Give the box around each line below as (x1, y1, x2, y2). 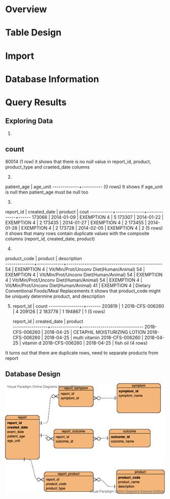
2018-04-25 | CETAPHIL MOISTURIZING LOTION (44, 329, 146, 335)
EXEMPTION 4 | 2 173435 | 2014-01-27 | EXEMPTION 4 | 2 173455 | (5, 220, 147, 226)
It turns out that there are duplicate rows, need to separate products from (5, 350, 158, 356)
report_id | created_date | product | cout (5, 208, 89, 214)
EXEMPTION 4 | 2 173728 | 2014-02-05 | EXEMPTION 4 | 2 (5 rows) (21, 225, 163, 231)
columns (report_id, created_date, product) (5, 235, 95, 242)
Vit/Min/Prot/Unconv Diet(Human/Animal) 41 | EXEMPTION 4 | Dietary (5, 282, 151, 288)
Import (5, 50, 35, 61)
